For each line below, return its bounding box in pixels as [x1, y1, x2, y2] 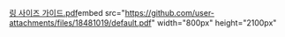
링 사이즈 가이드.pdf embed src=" [9, 8, 125, 18]
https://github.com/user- [124, 8, 214, 18]
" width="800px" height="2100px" [151, 18, 277, 28]
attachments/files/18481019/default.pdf [9, 18, 152, 28]
